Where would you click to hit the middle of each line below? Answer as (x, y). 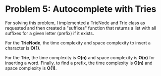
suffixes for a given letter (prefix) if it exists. (50, 33)
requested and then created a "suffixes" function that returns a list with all (80, 28)
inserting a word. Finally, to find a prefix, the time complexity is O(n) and (79, 63)
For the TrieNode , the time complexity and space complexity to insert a (78, 42)
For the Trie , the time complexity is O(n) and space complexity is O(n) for (80, 57)
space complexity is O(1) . (31, 68)
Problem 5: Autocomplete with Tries (81, 9)
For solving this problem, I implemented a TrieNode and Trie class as (75, 23)
